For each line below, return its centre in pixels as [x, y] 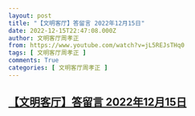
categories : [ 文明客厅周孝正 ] [58, 68]
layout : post [30, 16]
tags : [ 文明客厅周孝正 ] [47, 53]
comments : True [34, 61]
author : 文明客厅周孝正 [44, 38]
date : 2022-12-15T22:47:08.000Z [62, 30]
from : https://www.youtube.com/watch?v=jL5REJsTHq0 [96, 46]
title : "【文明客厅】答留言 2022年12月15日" [77, 23]
